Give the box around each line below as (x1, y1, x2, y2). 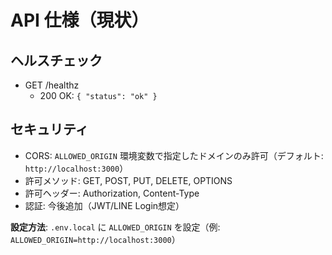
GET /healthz (24, 79, 80, 91)
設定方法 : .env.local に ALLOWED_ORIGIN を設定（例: (10, 221, 221, 233)
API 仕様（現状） (10, 9, 150, 32)
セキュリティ (10, 121, 89, 138)
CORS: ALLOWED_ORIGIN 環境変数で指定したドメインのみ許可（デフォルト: (24, 149, 324, 161)
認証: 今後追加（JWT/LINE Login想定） (24, 199, 185, 211)
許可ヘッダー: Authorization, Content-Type (24, 187, 200, 199)
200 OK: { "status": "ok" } (39, 90, 158, 101)
